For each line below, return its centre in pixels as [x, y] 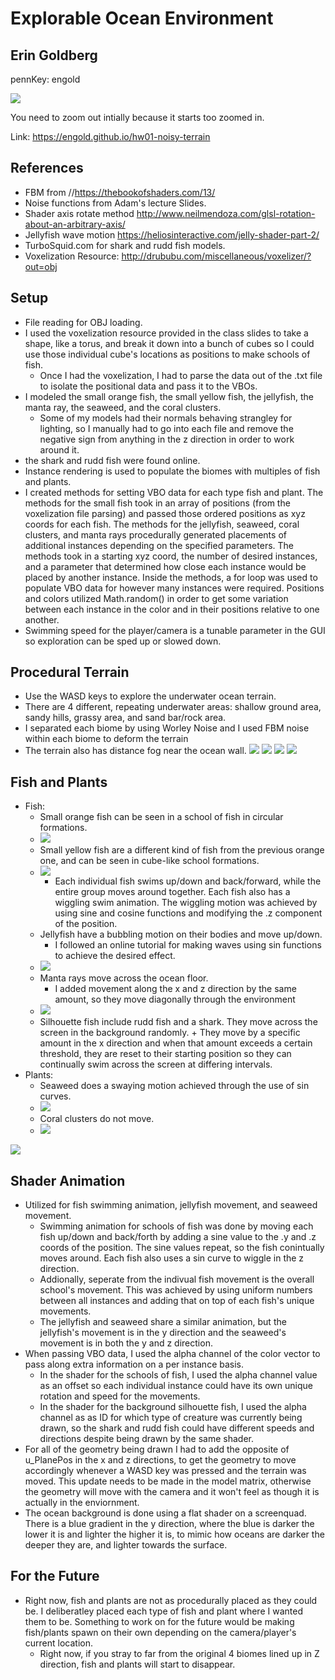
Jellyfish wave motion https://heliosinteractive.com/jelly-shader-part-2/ [172, 234]
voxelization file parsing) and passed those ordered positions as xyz [165, 513]
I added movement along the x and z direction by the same [175, 989]
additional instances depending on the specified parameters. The [159, 545]
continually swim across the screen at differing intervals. [156, 1064]
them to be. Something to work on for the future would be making [159, 1621]
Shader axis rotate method [79, 213]
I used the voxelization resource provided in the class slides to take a [166, 333]
